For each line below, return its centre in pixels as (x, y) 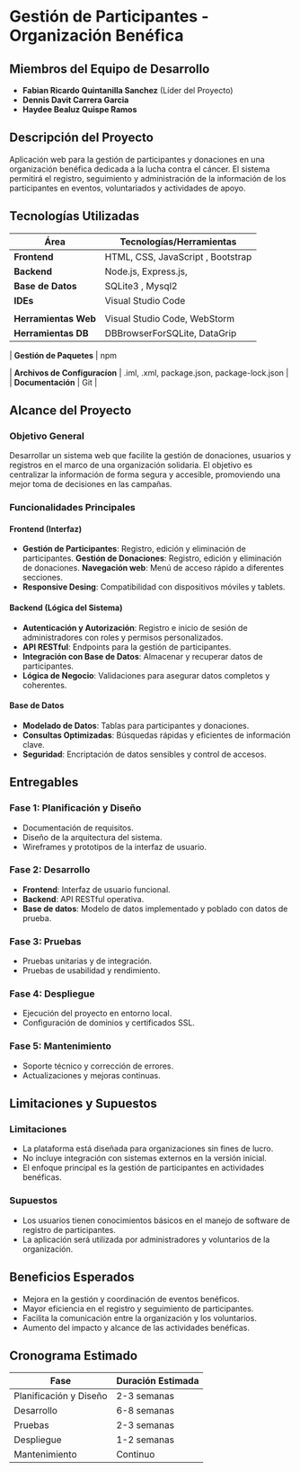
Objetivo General (47, 436)
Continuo (136, 1455)
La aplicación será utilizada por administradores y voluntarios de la (146, 1239)
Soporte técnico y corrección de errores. (98, 1066)
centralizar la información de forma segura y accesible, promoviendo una (145, 474)
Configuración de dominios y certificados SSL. (109, 1023)
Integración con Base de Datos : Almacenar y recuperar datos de (142, 656)
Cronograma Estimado (73, 1356)
